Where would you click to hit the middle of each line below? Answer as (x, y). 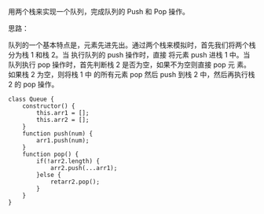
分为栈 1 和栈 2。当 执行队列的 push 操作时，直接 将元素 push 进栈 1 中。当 (129, 55)
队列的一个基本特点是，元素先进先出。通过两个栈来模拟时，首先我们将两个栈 (132, 45)
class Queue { (31, 99)
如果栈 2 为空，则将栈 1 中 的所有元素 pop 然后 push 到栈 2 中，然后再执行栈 (132, 74)
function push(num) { (57, 134)
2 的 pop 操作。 (33, 84)
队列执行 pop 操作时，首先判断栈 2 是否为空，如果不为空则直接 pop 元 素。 (130, 65)
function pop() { (51, 154)
